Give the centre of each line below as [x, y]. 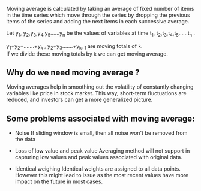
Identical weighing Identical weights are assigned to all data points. [98, 169]
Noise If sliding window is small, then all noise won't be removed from [101, 133]
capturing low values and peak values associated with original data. [99, 157]
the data [25, 140]
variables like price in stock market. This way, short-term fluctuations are [97, 93]
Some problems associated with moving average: [100, 118]
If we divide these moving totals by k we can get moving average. [87, 54]
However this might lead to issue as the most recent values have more [102, 175]
